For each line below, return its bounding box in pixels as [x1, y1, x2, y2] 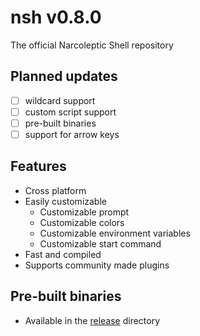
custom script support [24, 106, 117, 118]
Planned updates [10, 68, 118, 85]
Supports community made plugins [24, 259, 170, 271]
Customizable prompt [39, 206, 130, 218]
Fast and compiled [24, 248, 102, 260]
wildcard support [24, 94, 96, 106]
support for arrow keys [24, 128, 120, 140]
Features [10, 158, 67, 175]
